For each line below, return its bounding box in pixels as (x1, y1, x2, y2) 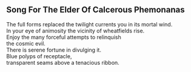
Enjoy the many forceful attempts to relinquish (6, 33, 121, 41)
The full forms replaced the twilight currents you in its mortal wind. (6, 20, 173, 28)
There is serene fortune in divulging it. (6, 46, 102, 53)
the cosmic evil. (6, 40, 45, 47)
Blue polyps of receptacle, (6, 52, 72, 59)
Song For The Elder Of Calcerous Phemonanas (6, 5, 185, 15)
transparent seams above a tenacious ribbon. (6, 59, 119, 66)
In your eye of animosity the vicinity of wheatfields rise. (6, 27, 145, 34)
